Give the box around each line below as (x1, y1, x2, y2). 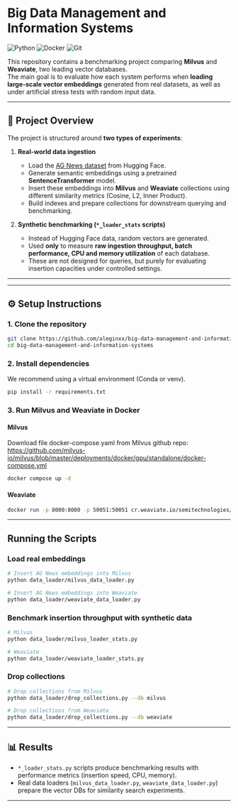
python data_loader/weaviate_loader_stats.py (7, 655, 144, 662)
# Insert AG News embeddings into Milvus (7, 570, 132, 577)
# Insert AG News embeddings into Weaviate (7, 589, 138, 596)
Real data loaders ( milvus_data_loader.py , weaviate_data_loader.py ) (17, 779, 218, 787)
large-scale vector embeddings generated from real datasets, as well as (7, 80, 221, 88)
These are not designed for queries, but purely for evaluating (28, 256, 207, 265)
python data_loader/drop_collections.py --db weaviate (7, 714, 173, 721)
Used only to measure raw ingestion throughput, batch (28, 241, 193, 250)
